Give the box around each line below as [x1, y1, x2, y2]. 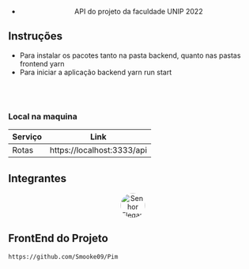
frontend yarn [19, 59, 65, 68]
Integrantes [8, 172, 67, 185]
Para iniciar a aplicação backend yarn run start [19, 67, 172, 77]
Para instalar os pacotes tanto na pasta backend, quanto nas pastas [19, 51, 241, 60]
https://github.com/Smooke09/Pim [8, 252, 119, 260]
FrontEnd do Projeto [8, 232, 108, 245]
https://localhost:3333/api [49, 145, 148, 156]
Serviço [12, 131, 42, 142]
